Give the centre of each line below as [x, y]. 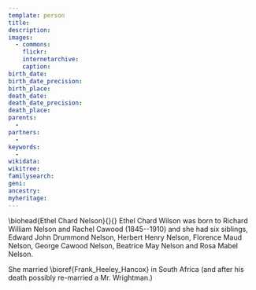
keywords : [24, 147]
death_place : [30, 111]
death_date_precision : [45, 103]
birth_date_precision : [45, 81]
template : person [37, 15]
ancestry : [24, 191]
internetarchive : [51, 60]
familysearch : [32, 176]
